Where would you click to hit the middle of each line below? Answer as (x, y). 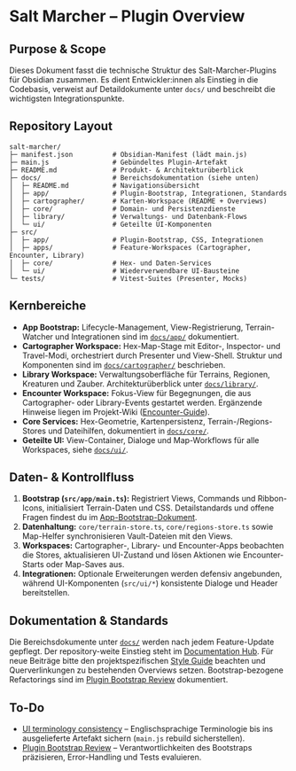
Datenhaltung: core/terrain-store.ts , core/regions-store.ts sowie (148, 527)
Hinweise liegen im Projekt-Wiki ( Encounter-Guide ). (116, 412)
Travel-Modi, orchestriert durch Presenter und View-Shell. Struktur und (152, 355)
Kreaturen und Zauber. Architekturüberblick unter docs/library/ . (140, 384)
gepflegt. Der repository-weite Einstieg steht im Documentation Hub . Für (141, 651)
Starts (33, 565)
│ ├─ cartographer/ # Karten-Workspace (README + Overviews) (138, 201)
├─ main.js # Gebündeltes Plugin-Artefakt (118, 162)
